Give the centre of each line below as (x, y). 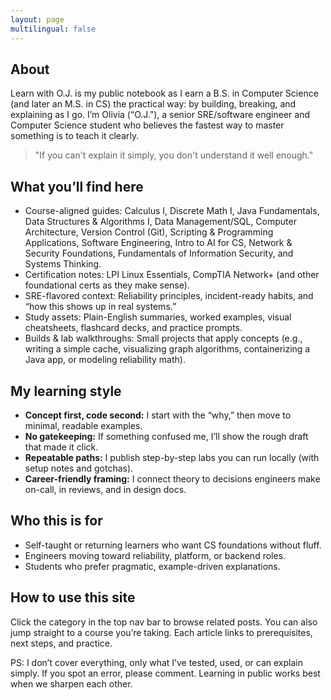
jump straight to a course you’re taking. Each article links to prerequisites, (161, 632)
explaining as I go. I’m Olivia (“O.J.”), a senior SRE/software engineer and (160, 115)
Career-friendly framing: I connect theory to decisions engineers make (172, 478)
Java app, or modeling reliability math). (105, 360)
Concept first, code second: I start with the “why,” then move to (158, 415)
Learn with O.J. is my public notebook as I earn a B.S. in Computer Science (164, 93)
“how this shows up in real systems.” (100, 307)
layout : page (37, 19)
